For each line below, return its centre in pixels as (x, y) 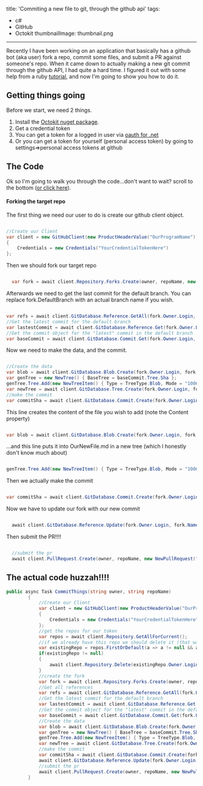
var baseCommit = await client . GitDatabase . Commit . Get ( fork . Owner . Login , (101, 339)
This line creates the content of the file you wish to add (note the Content (97, 412)
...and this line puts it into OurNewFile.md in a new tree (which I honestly (96, 446)
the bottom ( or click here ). (39, 188)
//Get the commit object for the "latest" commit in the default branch (100, 333)
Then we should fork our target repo (51, 265)
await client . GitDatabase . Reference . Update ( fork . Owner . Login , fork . (100, 525)
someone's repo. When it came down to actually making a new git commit (98, 64)
